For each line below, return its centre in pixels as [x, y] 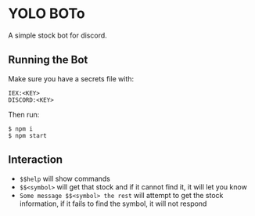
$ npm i [21, 129]
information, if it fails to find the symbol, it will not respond [113, 203]
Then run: [24, 114]
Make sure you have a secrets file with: [71, 78]
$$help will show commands [65, 178]
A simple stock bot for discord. [57, 35]
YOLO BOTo [47, 14]
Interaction [36, 160]
